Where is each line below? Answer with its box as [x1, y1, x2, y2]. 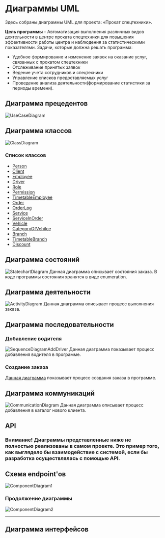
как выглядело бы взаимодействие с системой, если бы [5, 449, 148, 456]
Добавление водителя [5, 335, 62, 342]
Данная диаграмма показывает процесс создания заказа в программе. [5, 375, 157, 381]
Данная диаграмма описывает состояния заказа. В [49, 269, 157, 274]
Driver [12, 179, 25, 185]
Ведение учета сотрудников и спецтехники [12, 69, 103, 75]
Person [12, 163, 27, 169]
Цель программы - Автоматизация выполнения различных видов [5, 28, 144, 34]
